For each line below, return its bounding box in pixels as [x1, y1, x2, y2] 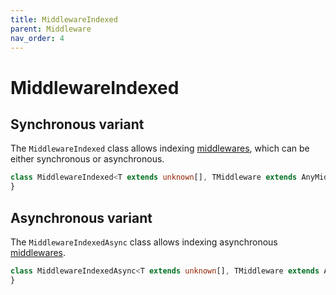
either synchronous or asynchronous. [10, 153, 165, 165]
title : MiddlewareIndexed [10, 14, 118, 25]
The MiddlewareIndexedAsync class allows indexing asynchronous [10, 236, 278, 248]
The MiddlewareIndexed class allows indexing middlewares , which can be [10, 142, 310, 155]
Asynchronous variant [10, 209, 153, 226]
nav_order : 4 [10, 33, 65, 43]
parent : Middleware [10, 24, 92, 34]
